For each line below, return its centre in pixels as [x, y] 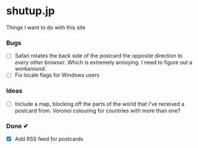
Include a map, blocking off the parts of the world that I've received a [100, 104]
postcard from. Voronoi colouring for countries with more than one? [98, 111]
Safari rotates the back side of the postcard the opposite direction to [99, 56]
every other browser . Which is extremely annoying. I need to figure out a [103, 62]
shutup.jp [31, 11]
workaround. [30, 69]
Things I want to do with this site [46, 27]
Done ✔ [17, 126]
